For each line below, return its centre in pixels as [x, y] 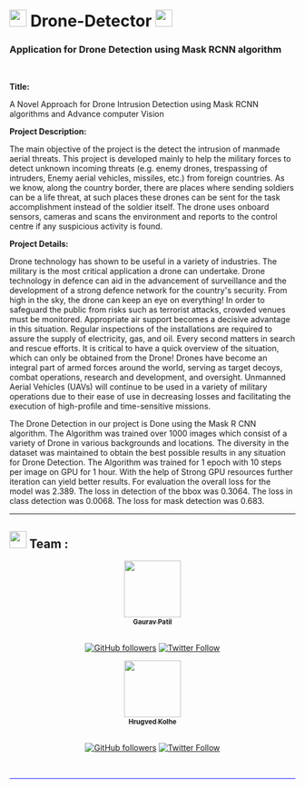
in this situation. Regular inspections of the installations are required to [141, 329]
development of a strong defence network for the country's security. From [148, 291]
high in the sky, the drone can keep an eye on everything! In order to [137, 301]
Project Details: [39, 244]
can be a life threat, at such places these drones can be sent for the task [145, 197]
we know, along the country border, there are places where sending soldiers [152, 188]
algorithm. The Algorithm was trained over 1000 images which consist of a [148, 434]
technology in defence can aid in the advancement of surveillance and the [148, 281]
